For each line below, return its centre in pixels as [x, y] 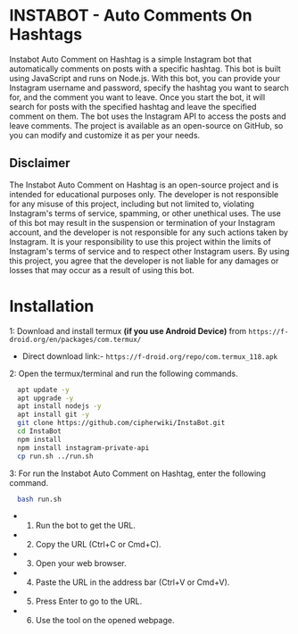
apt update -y [43, 389]
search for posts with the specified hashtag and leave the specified [133, 106]
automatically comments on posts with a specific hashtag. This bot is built [145, 69]
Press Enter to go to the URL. [89, 601]
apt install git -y [54, 415]
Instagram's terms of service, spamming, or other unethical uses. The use [145, 213]
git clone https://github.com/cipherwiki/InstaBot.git [121, 423]
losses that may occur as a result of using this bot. [102, 270]
